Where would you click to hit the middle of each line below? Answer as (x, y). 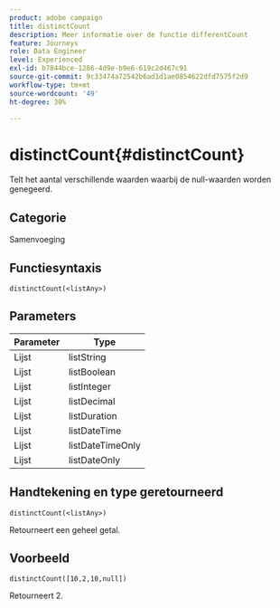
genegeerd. (31, 189)
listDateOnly (94, 460)
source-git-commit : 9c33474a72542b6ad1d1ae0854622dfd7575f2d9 (129, 77)
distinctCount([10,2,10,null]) (68, 579)
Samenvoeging (37, 240)
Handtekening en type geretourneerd (117, 493)
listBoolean (92, 372)
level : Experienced (46, 60)
